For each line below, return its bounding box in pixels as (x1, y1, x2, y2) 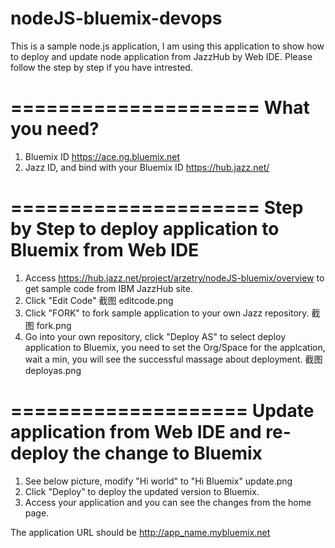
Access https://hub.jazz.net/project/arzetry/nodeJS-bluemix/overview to (24, 272, 325, 284)
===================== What (10, 97, 310, 119)
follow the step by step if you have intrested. (10, 61, 193, 73)
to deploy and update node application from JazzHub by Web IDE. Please (10, 50, 313, 62)
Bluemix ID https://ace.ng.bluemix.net (24, 150, 181, 162)
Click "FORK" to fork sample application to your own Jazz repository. (24, 307, 310, 319)
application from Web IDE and (10, 421, 262, 443)
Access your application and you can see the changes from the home (24, 496, 312, 508)
